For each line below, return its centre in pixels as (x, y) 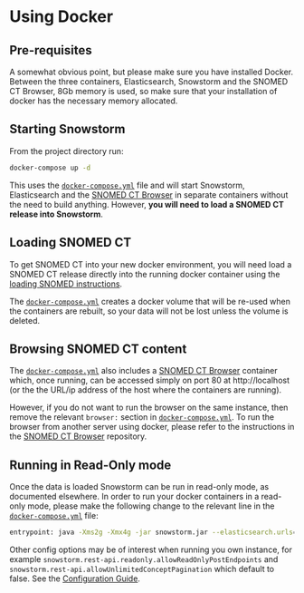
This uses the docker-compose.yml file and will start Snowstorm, (127, 185)
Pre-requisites (51, 50)
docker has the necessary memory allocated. (94, 101)
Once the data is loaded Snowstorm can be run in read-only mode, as (139, 487)
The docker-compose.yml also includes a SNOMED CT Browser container (143, 371)
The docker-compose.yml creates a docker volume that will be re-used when (150, 301)
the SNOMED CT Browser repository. (78, 436)
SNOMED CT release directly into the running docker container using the (145, 274)
